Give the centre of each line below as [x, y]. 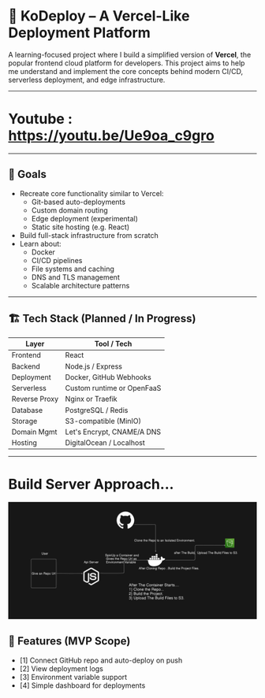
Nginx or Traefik [91, 399]
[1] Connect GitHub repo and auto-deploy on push [101, 660]
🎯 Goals [28, 174]
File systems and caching [73, 269]
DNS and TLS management [75, 277]
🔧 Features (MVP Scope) [69, 641]
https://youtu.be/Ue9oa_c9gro [111, 136]
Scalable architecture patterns [80, 285]
